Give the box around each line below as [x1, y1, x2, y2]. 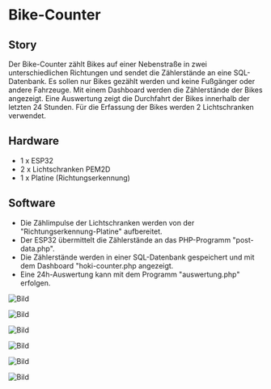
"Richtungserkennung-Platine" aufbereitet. [19, 226, 163, 236]
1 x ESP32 [19, 155, 54, 165]
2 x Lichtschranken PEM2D [19, 164, 111, 174]
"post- [232, 235, 254, 244]
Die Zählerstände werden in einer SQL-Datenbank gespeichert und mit [19, 252, 255, 262]
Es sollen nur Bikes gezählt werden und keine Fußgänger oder [48, 77, 256, 86]
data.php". [19, 243, 55, 253]
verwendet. [8, 111, 47, 121]
